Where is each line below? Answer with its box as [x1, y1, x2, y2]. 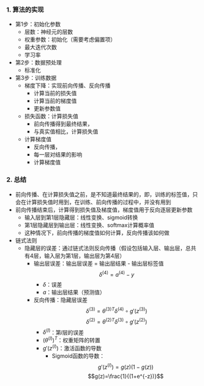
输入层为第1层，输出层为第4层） [43, 252, 126, 259]
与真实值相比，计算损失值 [33, 128, 99, 136]
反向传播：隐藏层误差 [33, 296, 88, 304]
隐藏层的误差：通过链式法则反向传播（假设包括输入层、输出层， [24, 244, 186, 252]
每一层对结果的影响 [33, 151, 83, 158]
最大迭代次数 [24, 44, 57, 51]
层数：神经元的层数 [24, 28, 74, 36]
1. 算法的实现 [6, 5, 44, 14]
